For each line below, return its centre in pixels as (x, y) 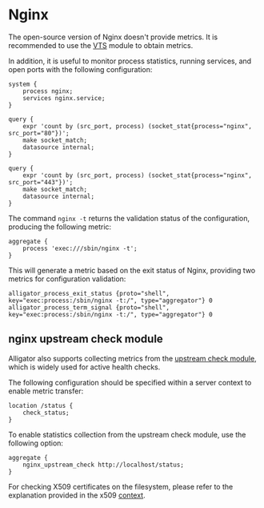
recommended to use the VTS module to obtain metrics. (101, 45)
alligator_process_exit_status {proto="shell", (89, 293)
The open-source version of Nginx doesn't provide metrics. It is (113, 37)
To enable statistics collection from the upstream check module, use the (127, 434)
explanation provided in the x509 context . (77, 495)
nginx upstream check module (86, 339)
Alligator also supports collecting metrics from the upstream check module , (133, 358)
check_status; (46, 413)
